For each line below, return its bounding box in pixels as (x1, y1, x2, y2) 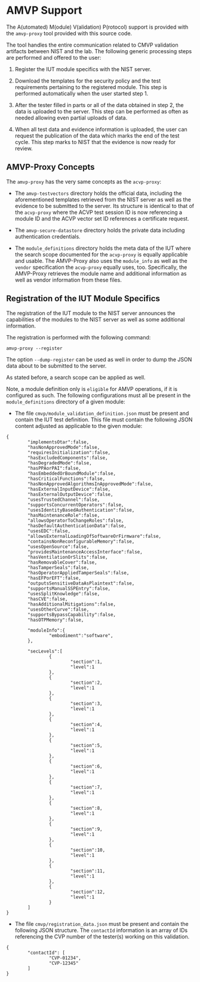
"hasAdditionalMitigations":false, (27, 601, 116, 607)
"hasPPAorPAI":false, (27, 465, 82, 471)
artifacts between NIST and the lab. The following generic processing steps (6, 47, 192, 54)
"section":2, (70, 680, 103, 686)
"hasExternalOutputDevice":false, (27, 491, 113, 497)
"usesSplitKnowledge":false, (27, 591, 100, 596)
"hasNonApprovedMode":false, (27, 444, 100, 450)
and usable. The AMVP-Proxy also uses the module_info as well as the (14, 257, 187, 264)
